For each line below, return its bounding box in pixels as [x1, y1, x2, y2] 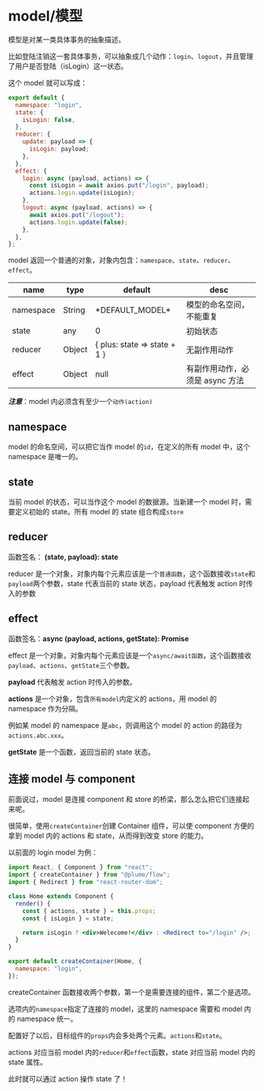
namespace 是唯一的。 [8, 452, 82, 462]
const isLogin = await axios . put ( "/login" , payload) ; [28, 182, 210, 190]
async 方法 [203, 375, 245, 386]
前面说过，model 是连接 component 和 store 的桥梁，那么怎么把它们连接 [8, 795, 243, 804]
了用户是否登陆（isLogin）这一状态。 [8, 61, 128, 71]
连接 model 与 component [8, 772, 136, 785]
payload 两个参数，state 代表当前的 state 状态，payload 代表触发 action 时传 [8, 578, 253, 588]
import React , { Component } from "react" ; [8, 863, 153, 871]
